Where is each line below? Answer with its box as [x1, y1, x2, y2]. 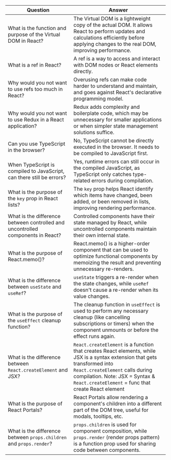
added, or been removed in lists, [73, 198, 150, 205]
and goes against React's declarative [73, 89, 162, 96]
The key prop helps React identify [73, 186, 154, 192]
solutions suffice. [73, 129, 115, 136]
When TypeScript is [8, 161, 55, 168]
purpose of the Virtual [8, 31, 60, 38]
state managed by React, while [73, 219, 147, 226]
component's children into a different [73, 400, 162, 407]
